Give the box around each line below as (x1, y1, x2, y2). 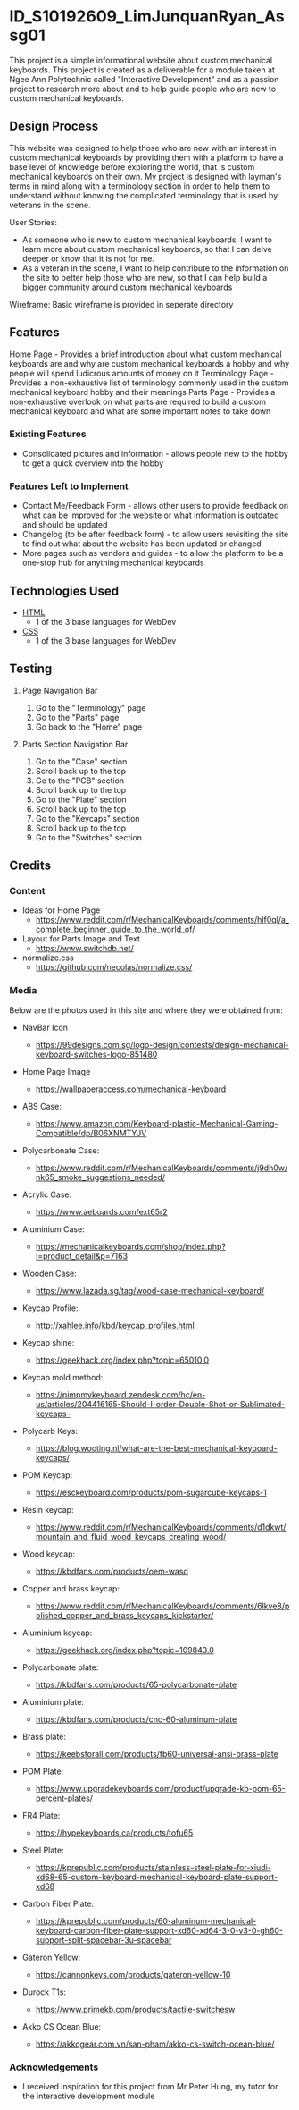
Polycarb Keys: (21, 1425, 79, 1436)
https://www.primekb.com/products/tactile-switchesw (35, 2004, 236, 2014)
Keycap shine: (21, 1337, 75, 1347)
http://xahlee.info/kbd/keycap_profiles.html (35, 1320, 195, 1330)
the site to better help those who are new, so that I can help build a (21, 272, 268, 283)
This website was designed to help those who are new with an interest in (9, 142, 277, 153)
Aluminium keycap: (21, 1627, 93, 1638)
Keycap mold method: (21, 1371, 104, 1382)
